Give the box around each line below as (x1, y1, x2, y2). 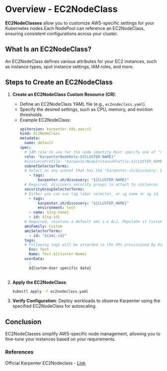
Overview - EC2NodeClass (5, 3, 118, 15)
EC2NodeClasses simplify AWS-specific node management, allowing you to (5, 331, 161, 337)
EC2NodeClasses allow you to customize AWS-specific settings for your (5, 20, 155, 26)
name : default (24, 141, 54, 146)
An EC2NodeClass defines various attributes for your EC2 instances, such (5, 58, 157, 64)
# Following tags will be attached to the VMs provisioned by (24, 242, 156, 247)
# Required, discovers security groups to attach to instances (24, 182, 158, 187)
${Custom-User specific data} (29, 265, 91, 270)
